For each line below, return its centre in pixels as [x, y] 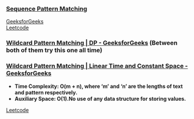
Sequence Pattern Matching [47, 9]
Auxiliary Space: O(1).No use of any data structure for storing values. [100, 98]
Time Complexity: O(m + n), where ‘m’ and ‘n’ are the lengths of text [98, 86]
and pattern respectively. [46, 92]
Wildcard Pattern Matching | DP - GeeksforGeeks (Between [92, 43]
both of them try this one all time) [54, 50]
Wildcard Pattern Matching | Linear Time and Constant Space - [97, 66]
